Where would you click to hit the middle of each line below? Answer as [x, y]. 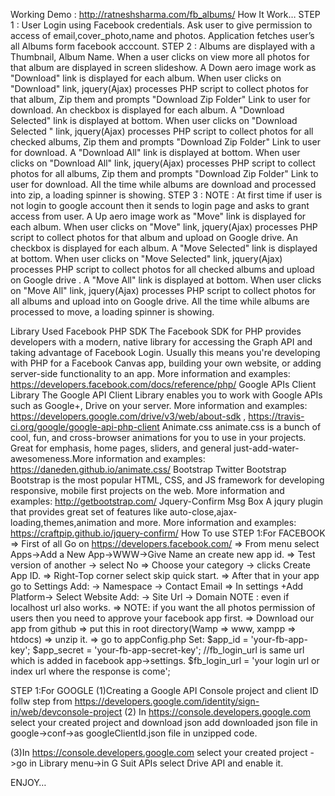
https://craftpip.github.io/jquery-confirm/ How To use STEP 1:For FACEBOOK [168, 533]
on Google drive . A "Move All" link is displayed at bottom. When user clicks [166, 280]
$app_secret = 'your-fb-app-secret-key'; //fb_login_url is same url [168, 650]
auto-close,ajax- [203, 512]
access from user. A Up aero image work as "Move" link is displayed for [158, 216]
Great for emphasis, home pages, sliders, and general [121, 448]
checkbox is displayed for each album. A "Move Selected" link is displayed [164, 248]
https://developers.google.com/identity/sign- [167, 701]
